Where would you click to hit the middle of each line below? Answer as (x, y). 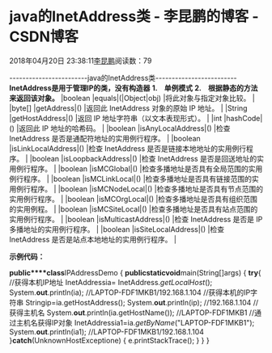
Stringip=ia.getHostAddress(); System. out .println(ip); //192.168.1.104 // (142, 302)
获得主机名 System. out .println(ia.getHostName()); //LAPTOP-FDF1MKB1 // (132, 313)
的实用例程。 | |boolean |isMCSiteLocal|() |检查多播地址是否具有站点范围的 (134, 209)
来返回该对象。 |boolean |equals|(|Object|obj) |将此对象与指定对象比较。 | (132, 98)
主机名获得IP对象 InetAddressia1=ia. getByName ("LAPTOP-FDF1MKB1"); (135, 322)
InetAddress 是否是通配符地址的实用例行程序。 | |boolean (105, 138)
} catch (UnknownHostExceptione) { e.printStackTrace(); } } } (109, 340)
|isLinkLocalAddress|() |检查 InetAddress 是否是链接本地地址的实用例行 (128, 148)
